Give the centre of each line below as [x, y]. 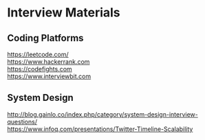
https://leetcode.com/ [38, 54]
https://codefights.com [40, 69]
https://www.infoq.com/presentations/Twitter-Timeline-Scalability [100, 129]
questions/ [22, 121]
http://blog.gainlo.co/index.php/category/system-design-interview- [102, 114]
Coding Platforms [45, 38]
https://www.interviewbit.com [49, 76]
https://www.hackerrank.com [48, 62]
